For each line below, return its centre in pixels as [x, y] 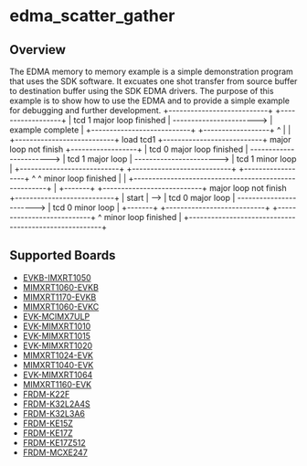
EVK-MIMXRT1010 [57, 326]
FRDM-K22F [46, 394]
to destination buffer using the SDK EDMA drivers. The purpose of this [142, 91]
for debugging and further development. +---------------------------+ [142, 110]
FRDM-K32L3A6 [53, 413]
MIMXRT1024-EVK [58, 355]
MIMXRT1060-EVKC [61, 306]
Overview [38, 50]
